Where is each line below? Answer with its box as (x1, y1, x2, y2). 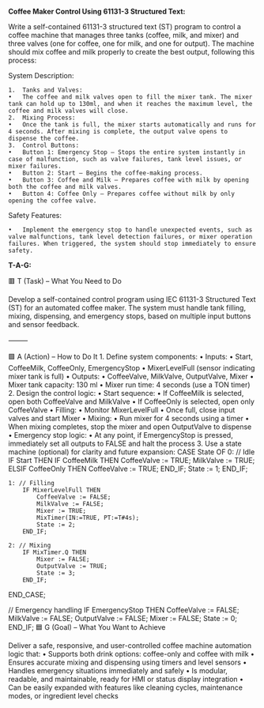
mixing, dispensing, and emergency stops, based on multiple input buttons (8, 311, 251, 321)
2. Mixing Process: (8, 114, 77, 122)
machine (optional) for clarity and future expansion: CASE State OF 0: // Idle (8, 447, 255, 457)
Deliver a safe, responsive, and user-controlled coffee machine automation (8, 641, 252, 650)
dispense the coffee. (8, 134, 80, 142)
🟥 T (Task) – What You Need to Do (8, 277, 123, 285)
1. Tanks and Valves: (8, 86, 83, 94)
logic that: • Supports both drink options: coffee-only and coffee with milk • (8, 650, 255, 658)
